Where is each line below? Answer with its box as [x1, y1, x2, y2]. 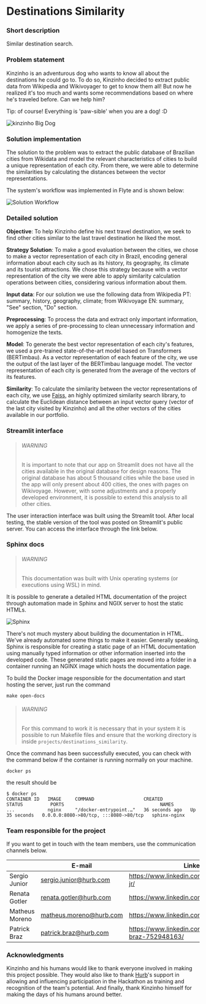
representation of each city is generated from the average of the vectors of [6, 367, 196, 374]
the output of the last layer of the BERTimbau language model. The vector [6, 360, 193, 368]
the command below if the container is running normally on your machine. [6, 756, 193, 763]
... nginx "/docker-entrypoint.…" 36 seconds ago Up [6, 806, 196, 813]
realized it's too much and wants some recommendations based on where [6, 89, 194, 96]
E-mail [71, 862, 92, 870]
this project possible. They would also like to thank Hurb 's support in [6, 971, 180, 979]
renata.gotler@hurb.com [40, 893, 112, 902]
